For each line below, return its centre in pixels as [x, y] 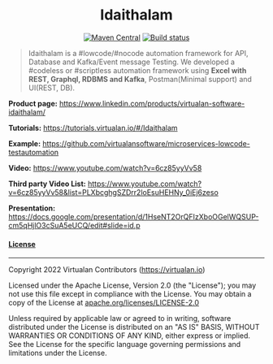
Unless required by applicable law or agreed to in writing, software [120, 318]
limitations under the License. [58, 353]
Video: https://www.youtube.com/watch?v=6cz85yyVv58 [105, 167]
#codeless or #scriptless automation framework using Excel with [137, 70]
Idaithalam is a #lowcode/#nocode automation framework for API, [139, 53]
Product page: [33, 103]
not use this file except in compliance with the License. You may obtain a [130, 294]
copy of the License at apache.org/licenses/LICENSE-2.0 [104, 303]
